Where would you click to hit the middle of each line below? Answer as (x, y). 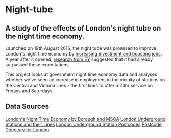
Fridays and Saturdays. (29, 91)
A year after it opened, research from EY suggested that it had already (79, 59)
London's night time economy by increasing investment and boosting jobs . (84, 54)
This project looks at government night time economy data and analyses (81, 74)
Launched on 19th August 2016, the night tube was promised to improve (81, 48)
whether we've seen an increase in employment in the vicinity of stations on (85, 80)
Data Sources (27, 107)
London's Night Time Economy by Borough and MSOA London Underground (86, 119)
